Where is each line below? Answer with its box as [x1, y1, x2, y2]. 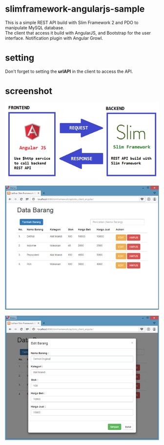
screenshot [5, 85, 53, 97]
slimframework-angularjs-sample [5, 3, 145, 15]
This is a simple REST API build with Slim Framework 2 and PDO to [5, 20, 139, 25]
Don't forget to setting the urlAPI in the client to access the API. [5, 68, 133, 74]
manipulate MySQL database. [5, 24, 64, 30]
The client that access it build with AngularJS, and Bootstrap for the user [5, 30, 151, 36]
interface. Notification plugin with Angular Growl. [5, 35, 103, 41]
